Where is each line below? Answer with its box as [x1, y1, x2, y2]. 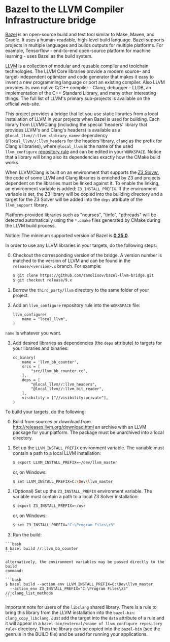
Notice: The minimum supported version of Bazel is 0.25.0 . [5, 232, 129, 238]
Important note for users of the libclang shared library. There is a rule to [5, 604, 157, 610]
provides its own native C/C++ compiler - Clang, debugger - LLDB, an [5, 84, 151, 90]
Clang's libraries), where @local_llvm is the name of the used [5, 143, 133, 149]
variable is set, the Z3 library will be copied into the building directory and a [5, 191, 163, 197]
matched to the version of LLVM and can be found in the [12, 258, 131, 264]
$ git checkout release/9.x [12, 277, 72, 283]
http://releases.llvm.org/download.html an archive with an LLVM [12, 424, 147, 430]
